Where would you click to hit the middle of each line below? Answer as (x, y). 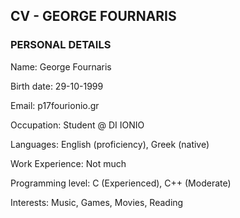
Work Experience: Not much (68, 163)
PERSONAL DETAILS (61, 45)
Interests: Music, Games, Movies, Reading (97, 202)
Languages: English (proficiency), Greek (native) (110, 144)
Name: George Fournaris (61, 66)
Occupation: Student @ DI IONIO (77, 125)
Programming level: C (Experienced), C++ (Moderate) (121, 183)
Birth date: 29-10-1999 (57, 86)
